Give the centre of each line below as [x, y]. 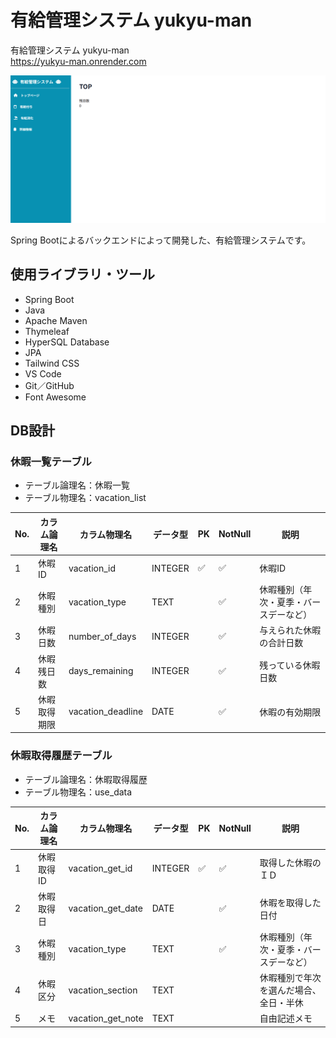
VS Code [43, 373]
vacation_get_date [105, 908]
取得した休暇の [290, 862]
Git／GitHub [49, 385]
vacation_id [92, 568]
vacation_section [103, 990]
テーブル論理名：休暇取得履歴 [86, 779]
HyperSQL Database [67, 342]
